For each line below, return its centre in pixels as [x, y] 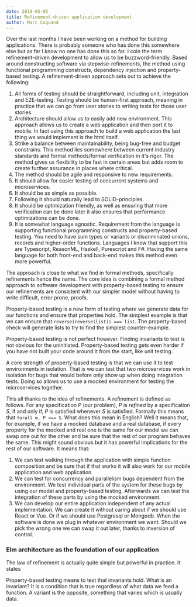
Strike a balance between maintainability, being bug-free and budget [97, 143]
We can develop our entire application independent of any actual [92, 503]
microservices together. [35, 388]
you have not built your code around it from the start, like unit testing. [90, 351]
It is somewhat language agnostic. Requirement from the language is [97, 224]
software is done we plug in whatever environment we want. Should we [101, 522]
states [13, 568]
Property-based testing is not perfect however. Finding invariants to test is [96, 339]
